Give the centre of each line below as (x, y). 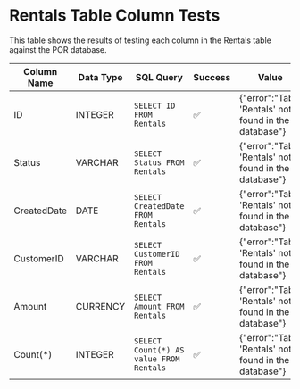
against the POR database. (58, 49)
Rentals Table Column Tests (115, 16)
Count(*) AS (159, 350)
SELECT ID (154, 105)
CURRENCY (100, 306)
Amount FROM (159, 306)
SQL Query (159, 77)
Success (212, 77)
